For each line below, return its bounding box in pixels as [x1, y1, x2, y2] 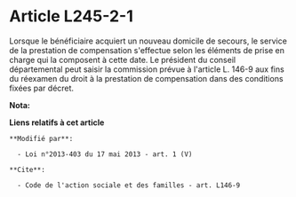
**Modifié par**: [9, 134, 74, 143]
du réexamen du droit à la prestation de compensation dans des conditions [9, 73, 284, 83]
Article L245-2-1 [9, 6, 133, 27]
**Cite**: [9, 165, 46, 174]
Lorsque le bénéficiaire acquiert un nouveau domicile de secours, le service [9, 35, 287, 46]
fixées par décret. [9, 83, 74, 93]
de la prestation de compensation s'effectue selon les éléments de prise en [9, 44, 284, 55]
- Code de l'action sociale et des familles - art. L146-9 [17, 180, 241, 190]
